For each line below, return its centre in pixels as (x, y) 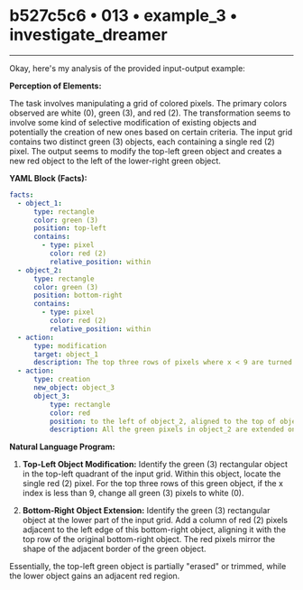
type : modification (69, 346)
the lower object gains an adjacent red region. (95, 576)
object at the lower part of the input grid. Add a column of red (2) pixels (155, 521)
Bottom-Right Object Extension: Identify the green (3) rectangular (146, 511)
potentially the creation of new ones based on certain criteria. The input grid (151, 132)
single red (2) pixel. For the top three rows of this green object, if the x (153, 484)
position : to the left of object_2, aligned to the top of (163, 421)
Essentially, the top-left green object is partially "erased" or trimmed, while (148, 567)
